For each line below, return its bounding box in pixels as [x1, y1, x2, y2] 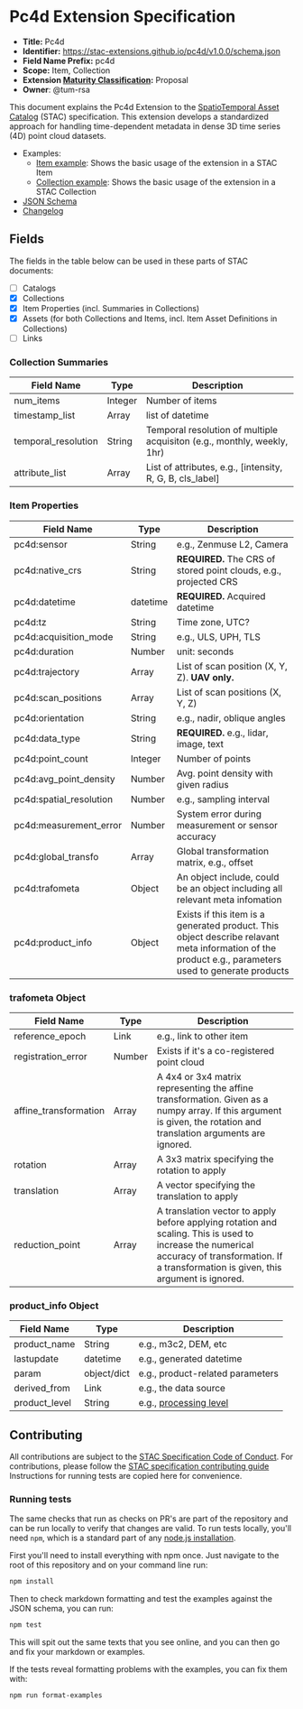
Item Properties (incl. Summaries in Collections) [22, 302, 200, 313]
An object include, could [176, 871, 280, 883]
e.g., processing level [138, 1397, 229, 1409]
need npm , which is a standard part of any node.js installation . [9, 1532, 236, 1544]
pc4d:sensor [14, 538, 68, 550]
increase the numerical [156, 1238, 254, 1251]
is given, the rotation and [156, 1115, 262, 1128]
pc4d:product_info [14, 936, 93, 948]
